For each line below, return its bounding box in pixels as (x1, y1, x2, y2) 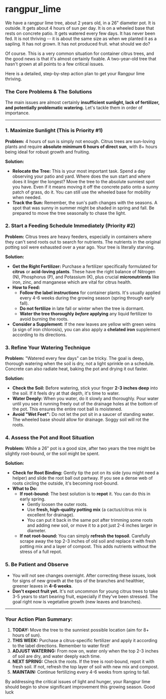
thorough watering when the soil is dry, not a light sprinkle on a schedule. (5, 360, 155, 367)
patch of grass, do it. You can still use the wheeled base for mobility (12, 189, 151, 195)
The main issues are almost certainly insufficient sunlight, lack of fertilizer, (5, 100, 160, 105)
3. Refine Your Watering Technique (5, 344, 90, 351)
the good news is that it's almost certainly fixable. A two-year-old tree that (5, 55, 157, 61)
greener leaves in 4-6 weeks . (12, 583, 73, 589)
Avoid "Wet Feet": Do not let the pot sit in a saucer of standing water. (12, 411, 155, 417)
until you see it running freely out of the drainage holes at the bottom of (12, 401, 158, 407)
